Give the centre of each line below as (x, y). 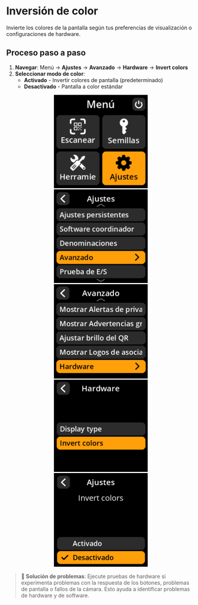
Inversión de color (52, 11)
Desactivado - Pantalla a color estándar (73, 86)
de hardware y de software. (55, 595)
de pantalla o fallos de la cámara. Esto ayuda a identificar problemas (105, 589)
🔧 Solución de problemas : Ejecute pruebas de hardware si (93, 576)
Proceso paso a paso (46, 53)
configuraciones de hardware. (43, 34)
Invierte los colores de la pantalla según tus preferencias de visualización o (99, 28)
